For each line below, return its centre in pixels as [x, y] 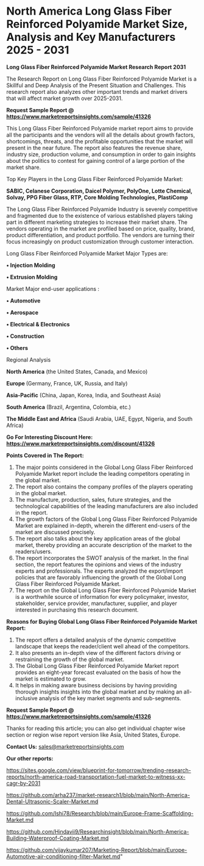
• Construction [25, 336]
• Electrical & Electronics [38, 324]
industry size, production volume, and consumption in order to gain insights [101, 154]
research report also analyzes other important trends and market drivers [97, 91]
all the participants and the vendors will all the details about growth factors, [101, 135]
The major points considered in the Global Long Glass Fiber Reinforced [104, 467]
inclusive [26, 698]
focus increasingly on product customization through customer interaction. [100, 242]
